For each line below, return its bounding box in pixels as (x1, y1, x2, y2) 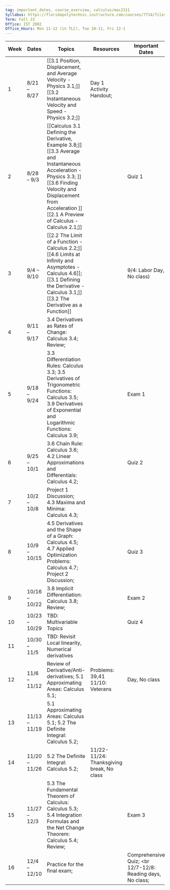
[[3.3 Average (47, 148, 80, 155)
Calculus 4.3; (47, 512, 78, 519)
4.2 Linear (47, 453, 71, 460)
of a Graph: (47, 533, 74, 540)
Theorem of (47, 793, 75, 800)
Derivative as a (47, 302, 82, 309)
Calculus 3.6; (47, 447, 78, 454)
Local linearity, (47, 639, 82, 646)
